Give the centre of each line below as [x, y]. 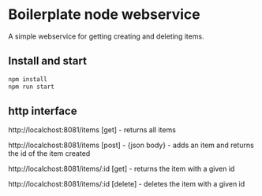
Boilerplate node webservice [104, 15]
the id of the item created [49, 153]
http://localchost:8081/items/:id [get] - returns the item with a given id [122, 169]
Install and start [47, 61]
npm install [28, 79]
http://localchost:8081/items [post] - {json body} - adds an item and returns [131, 145]
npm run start [32, 87]
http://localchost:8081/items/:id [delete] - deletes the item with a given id [127, 184]
